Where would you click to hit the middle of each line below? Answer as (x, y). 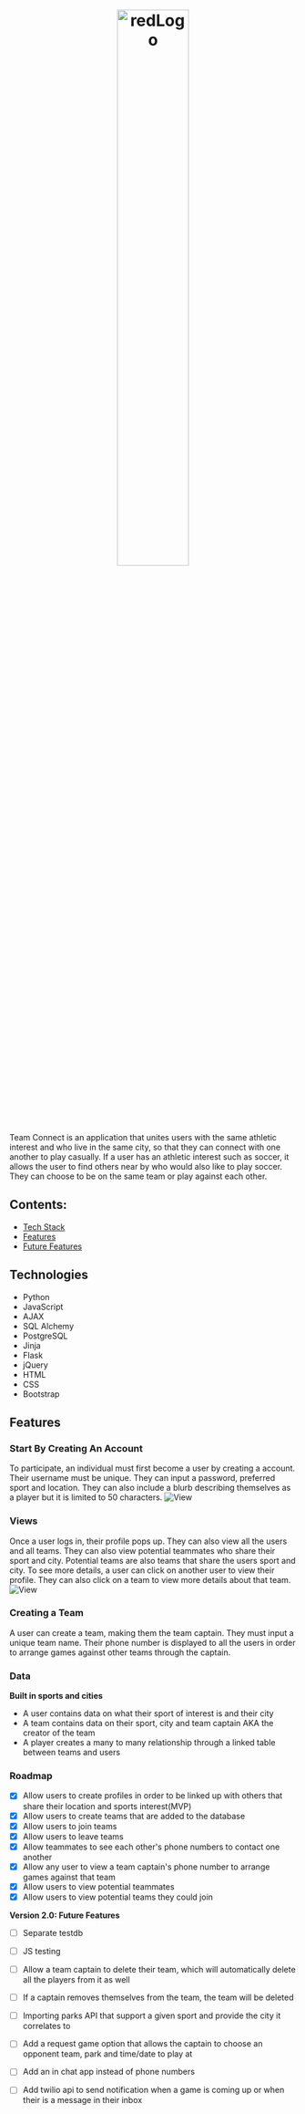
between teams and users (71, 1753)
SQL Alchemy (48, 1326)
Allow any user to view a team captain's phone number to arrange (146, 1867)
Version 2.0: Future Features (65, 1915)
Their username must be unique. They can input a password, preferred (142, 1478)
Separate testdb (53, 1932)
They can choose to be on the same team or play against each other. (138, 1176)
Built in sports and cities (56, 1696)
